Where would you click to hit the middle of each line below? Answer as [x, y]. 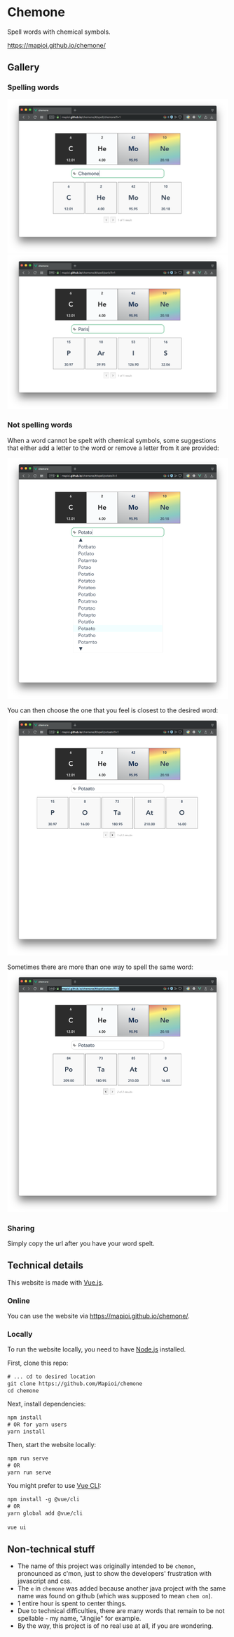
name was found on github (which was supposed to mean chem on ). [115, 1596]
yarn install [26, 1432]
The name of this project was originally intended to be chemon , [106, 1566]
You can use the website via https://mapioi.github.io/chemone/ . [99, 1316]
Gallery [23, 68]
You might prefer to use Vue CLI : [54, 1486]
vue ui [17, 1528]
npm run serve [28, 1459]
